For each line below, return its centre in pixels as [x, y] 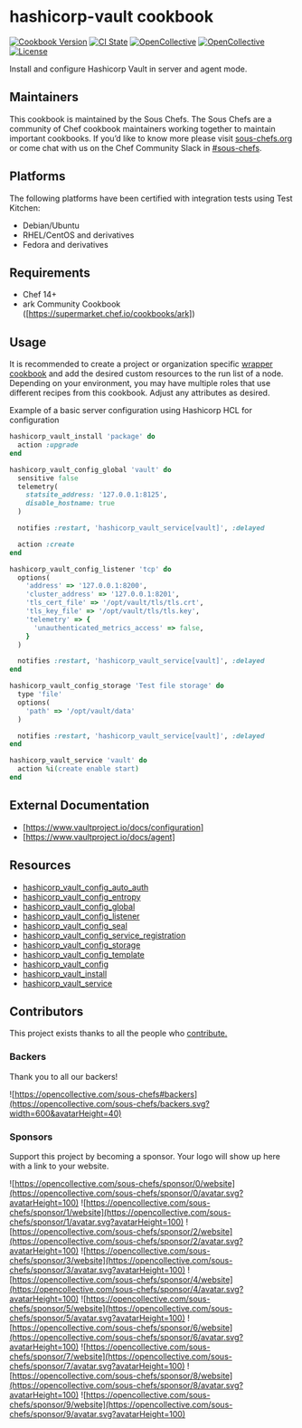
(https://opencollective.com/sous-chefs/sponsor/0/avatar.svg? [127, 1193]
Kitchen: [25, 208]
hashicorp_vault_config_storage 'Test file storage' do [117, 686]
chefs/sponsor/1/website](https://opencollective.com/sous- [120, 1212]
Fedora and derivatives [65, 244]
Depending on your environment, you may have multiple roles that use [140, 383]
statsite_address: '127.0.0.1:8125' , [97, 495]
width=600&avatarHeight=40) [66, 1113]
